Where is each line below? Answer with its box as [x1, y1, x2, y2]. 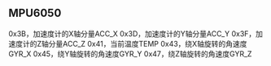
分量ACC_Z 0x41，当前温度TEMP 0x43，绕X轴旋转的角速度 [48, 39, 247, 48]
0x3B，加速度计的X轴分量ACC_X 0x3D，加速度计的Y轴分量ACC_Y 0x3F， [8, 28, 256, 39]
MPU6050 [8, 6, 62, 20]
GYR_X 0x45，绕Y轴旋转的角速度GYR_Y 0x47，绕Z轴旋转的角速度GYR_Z [8, 48, 252, 59]
